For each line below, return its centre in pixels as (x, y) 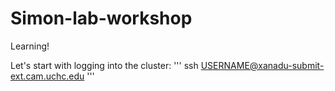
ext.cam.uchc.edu (47, 76)
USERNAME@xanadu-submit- (262, 65)
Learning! (30, 46)
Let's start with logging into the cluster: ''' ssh (104, 65)
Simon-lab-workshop (101, 18)
